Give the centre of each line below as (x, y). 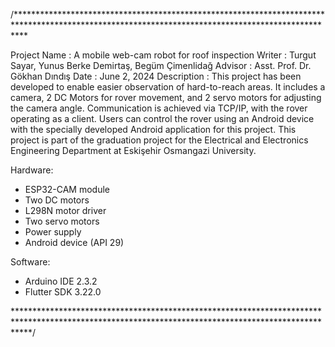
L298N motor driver (65, 210)
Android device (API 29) (74, 242)
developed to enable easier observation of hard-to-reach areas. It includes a (168, 87)
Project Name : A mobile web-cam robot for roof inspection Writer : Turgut (163, 55)
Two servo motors (62, 221)
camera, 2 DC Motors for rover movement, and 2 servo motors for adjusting (166, 97)
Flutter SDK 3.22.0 (63, 292)
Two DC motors (57, 200)
